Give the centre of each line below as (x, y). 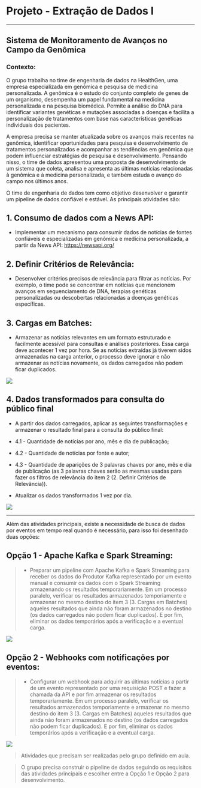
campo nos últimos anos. (37, 181)
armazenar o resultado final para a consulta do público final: (89, 429)
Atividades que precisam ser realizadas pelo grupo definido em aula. (105, 756)
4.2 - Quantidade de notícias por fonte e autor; (72, 453)
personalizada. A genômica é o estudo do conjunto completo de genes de (97, 93)
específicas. (30, 304)
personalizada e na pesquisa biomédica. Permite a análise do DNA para (94, 106)
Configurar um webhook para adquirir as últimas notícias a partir (109, 681)
